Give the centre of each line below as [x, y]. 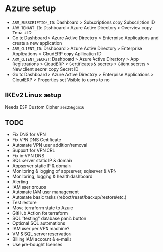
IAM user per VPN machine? [41, 228]
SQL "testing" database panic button [49, 218]
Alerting [20, 181]
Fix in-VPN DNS [28, 155]
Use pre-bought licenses [37, 244]
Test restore [24, 202]
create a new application [37, 43]
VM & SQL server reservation [42, 234]
